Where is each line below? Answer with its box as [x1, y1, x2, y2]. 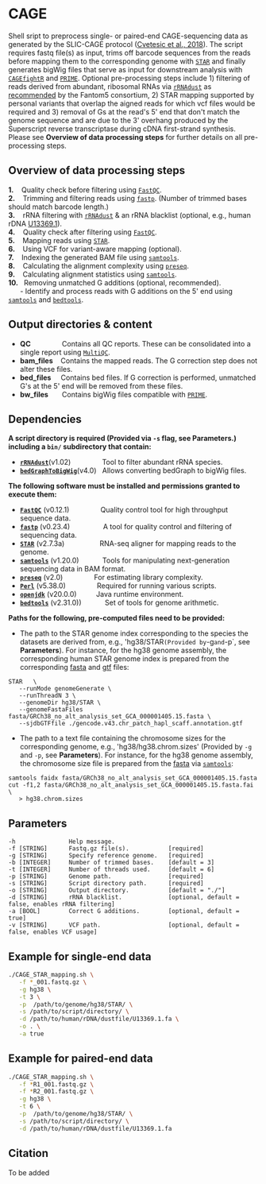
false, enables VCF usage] [8, 928, 98, 936]
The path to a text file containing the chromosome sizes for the [19, 733, 226, 743]
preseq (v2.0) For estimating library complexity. [19, 573, 203, 582]
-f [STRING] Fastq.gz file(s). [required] [8, 845, 204, 853]
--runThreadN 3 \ [18, 692, 77, 700]
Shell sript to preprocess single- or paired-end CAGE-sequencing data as [8, 31, 249, 41]
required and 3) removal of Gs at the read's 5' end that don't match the [8, 106, 241, 116]
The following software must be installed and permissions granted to [8, 482, 241, 491]
